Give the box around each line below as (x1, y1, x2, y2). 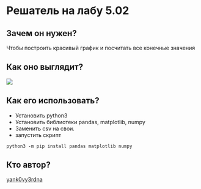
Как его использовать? (6, 95, 100, 106)
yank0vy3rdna (6, 176, 43, 183)
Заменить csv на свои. (15, 125, 75, 132)
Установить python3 (15, 111, 68, 119)
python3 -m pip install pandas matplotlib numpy (6, 143, 133, 149)
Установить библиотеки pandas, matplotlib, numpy (15, 118, 145, 125)
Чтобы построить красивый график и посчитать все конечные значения (6, 44, 196, 51)
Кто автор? (6, 160, 51, 170)
